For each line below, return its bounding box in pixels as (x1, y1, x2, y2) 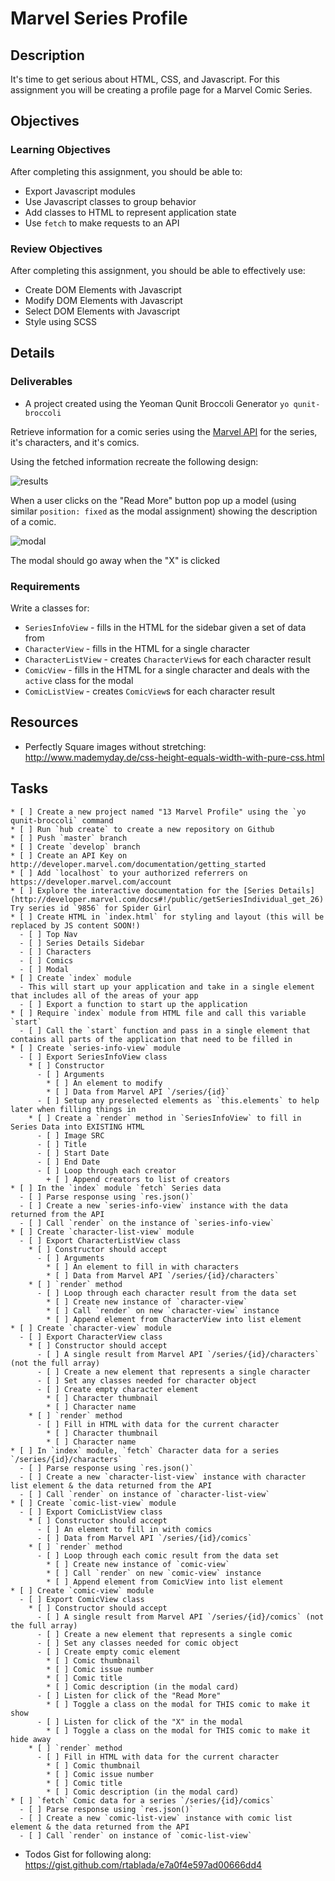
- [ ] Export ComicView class (19, 1594, 145, 1604)
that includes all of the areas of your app (10, 990, 199, 1001)
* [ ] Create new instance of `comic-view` (46, 1559, 230, 1569)
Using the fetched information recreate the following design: (10, 455, 259, 467)
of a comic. (10, 515, 57, 527)
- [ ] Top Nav (19, 929, 78, 939)
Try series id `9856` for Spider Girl (10, 903, 172, 913)
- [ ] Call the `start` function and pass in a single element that (19, 1025, 311, 1036)
